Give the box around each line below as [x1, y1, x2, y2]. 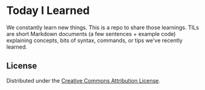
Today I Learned [6, 4, 90, 18]
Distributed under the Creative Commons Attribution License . [6, 77, 161, 84]
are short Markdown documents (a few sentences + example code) [6, 30, 176, 37]
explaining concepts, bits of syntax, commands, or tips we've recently [6, 36, 183, 44]
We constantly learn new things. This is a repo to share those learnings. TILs [6, 24, 199, 31]
